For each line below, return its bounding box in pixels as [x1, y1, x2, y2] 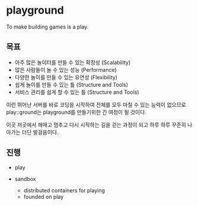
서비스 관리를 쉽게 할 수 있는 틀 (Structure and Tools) [14, 88, 139, 96]
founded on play [23, 193, 64, 200]
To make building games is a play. [6, 23, 89, 30]
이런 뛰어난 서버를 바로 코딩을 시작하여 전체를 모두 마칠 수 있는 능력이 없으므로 [6, 101, 187, 108]
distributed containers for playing [23, 186, 105, 194]
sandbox [14, 175, 37, 182]
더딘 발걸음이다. [21, 128, 59, 135]
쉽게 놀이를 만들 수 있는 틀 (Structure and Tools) [14, 81, 129, 88]
